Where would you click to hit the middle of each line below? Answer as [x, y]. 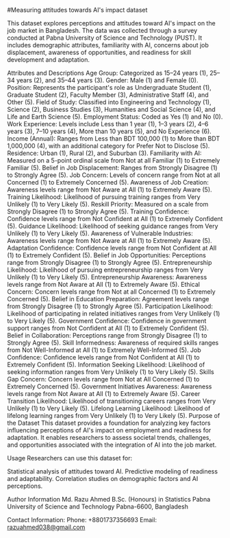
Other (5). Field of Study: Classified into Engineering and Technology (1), [109, 102]
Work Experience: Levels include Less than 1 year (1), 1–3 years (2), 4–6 [108, 124]
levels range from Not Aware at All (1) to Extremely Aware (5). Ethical [104, 284]
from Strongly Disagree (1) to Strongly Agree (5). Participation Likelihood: [110, 306]
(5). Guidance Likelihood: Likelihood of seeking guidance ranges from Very [113, 226]
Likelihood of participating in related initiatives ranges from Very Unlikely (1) [114, 314]
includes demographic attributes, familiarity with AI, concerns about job [108, 45]
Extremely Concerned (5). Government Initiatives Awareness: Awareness [110, 386]
